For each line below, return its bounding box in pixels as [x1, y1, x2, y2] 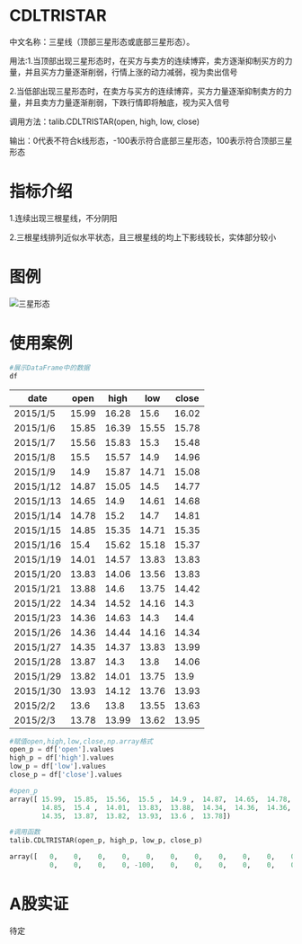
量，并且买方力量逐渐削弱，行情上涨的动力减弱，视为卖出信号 [9, 67, 238, 77]
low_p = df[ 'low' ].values [9, 761, 106, 771]
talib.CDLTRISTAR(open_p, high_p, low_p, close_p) [9, 836, 203, 845]
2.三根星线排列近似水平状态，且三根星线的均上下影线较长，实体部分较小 [9, 231, 277, 243]
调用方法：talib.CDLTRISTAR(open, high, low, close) [9, 116, 200, 127]
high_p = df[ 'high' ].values [9, 753, 115, 762]
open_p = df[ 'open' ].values [9, 745, 115, 754]
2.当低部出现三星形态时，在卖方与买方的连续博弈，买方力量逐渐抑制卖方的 [9, 85, 285, 96]
